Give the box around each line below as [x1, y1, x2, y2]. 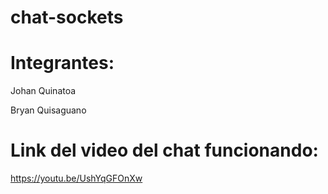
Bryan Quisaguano [10, 104, 87, 116]
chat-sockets [10, 6, 124, 29]
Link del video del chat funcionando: [10, 139, 319, 162]
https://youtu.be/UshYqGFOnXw [10, 172, 143, 185]
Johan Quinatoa [10, 85, 77, 97]
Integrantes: [10, 52, 115, 75]
